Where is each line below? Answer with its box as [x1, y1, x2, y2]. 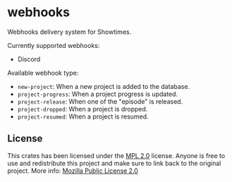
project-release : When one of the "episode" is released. [17, 97, 183, 106]
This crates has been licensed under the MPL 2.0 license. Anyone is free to [7, 151, 226, 159]
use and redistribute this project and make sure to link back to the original [7, 159, 221, 167]
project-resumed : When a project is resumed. [17, 112, 149, 121]
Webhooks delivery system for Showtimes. [7, 28, 132, 36]
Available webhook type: [7, 68, 79, 77]
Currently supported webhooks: [7, 41, 100, 49]
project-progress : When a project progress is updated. [17, 90, 178, 98]
